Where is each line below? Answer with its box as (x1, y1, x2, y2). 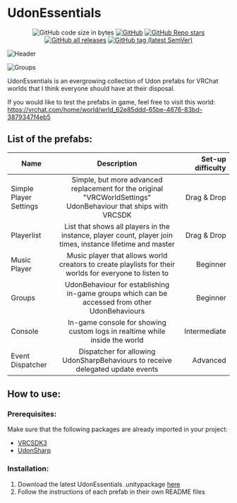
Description (97, 159, 138, 168)
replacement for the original (71, 183, 164, 193)
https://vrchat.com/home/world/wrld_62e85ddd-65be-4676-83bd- (7, 105, 202, 113)
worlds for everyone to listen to (66, 268, 169, 278)
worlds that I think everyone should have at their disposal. (7, 84, 175, 92)
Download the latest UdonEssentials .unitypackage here (17, 480, 181, 488)
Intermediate (184, 326, 226, 336)
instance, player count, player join (61, 230, 173, 240)
